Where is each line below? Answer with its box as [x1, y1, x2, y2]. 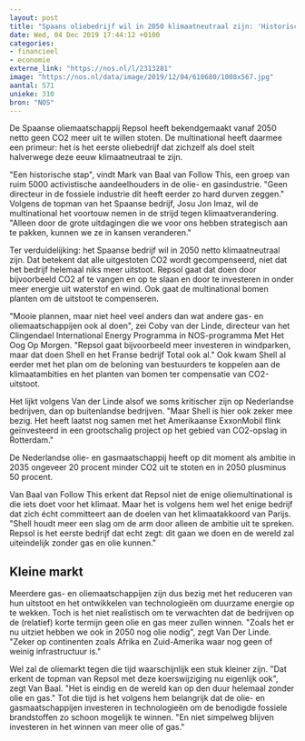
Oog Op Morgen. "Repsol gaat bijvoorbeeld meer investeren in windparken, [9, 340, 291, 351]
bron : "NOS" [9, 97, 54, 107]
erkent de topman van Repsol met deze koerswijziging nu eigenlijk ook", [9, 674, 279, 685]
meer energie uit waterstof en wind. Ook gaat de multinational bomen [9, 284, 270, 295]
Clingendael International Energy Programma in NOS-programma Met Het [9, 330, 284, 341]
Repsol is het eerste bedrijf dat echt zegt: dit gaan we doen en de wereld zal [9, 528, 295, 539]
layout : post [9, 13, 59, 23]
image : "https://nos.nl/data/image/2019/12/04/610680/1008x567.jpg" [9, 73, 274, 82]
